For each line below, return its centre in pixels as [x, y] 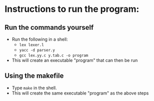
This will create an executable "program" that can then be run [75, 60]
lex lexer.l [31, 45]
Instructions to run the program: [72, 9]
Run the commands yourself [49, 27]
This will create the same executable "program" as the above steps [80, 93]
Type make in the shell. [34, 88]
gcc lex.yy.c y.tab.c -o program [54, 55]
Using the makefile [34, 76]
